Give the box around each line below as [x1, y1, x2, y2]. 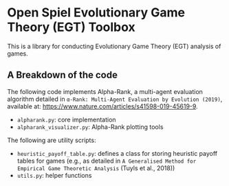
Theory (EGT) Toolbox [7, 19, 135, 35]
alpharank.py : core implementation [17, 115, 116, 124]
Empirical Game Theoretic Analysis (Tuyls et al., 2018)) [17, 163, 175, 172]
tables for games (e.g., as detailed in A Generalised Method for [17, 156, 197, 165]
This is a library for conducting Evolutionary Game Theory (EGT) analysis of [7, 42, 221, 50]
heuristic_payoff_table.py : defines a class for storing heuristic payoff [17, 149, 218, 157]
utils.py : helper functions [17, 171, 92, 179]
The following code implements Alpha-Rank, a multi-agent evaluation [7, 87, 203, 95]
